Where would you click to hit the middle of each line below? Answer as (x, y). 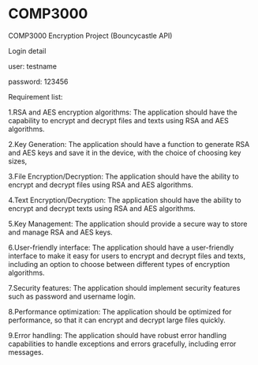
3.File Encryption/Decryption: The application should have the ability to (123, 176)
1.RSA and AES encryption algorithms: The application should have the (123, 112)
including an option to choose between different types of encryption (119, 264)
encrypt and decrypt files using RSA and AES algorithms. (101, 184)
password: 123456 (38, 81)
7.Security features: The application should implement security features (124, 288)
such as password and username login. (72, 296)
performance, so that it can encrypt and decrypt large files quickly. (117, 320)
